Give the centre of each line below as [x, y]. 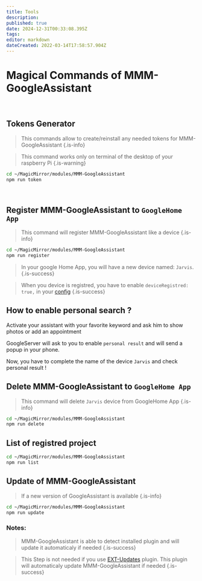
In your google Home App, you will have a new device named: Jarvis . [107, 267]
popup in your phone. [33, 349]
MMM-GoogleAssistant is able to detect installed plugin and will [100, 541]
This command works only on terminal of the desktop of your [97, 156]
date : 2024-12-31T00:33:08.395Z [47, 29]
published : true [27, 23]
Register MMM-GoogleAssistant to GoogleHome [94, 210]
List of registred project [51, 443]
